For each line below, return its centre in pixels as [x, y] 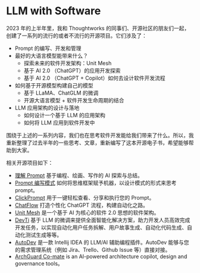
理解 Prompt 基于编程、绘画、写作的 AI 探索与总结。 [79, 175]
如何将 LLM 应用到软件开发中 [59, 123]
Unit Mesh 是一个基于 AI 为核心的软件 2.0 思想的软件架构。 [87, 212]
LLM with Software [54, 11]
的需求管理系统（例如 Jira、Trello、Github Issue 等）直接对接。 [93, 250]
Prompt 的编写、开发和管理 [48, 48]
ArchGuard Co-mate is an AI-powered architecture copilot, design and [101, 256]
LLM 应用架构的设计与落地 [47, 108]
